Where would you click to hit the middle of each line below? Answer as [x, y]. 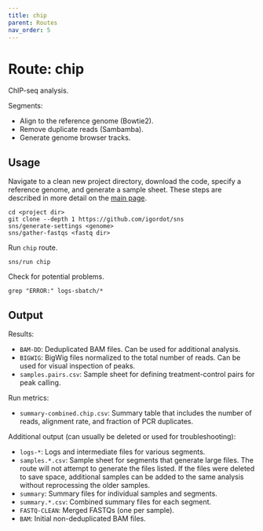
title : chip [27, 15]
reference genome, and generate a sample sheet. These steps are [115, 190]
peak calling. [40, 383]
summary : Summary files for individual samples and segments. [118, 493]
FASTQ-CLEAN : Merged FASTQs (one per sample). [97, 510]
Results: [21, 334]
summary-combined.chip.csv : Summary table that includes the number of [136, 412]
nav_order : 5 [29, 30]
